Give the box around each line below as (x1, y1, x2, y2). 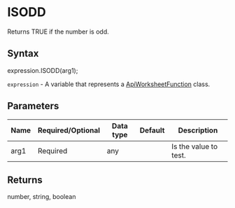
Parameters (7, 100, 59, 112)
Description (178, 125, 218, 135)
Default (139, 125, 165, 135)
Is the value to (171, 141, 218, 151)
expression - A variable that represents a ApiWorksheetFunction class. (7, 80, 211, 88)
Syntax (7, 48, 39, 60)
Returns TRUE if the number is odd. (7, 27, 110, 36)
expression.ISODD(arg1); (7, 66, 78, 74)
